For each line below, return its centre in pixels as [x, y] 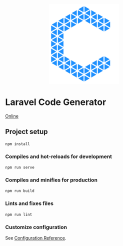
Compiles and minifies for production [51, 180]
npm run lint [19, 214]
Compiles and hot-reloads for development [59, 156]
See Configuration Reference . [36, 238]
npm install [17, 144]
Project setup [27, 132]
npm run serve [20, 167]
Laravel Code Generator [56, 102]
